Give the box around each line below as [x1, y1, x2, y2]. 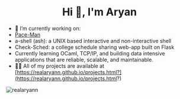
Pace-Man [14, 31, 40, 38]
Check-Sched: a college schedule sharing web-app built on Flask [14, 44, 175, 51]
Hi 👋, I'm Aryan [62, 5, 137, 19]
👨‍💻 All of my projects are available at [14, 62, 105, 70]
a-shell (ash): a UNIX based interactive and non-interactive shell [14, 37, 172, 44]
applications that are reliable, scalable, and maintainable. [14, 56, 154, 63]
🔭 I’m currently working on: [14, 25, 81, 32]
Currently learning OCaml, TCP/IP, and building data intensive [14, 49, 165, 57]
